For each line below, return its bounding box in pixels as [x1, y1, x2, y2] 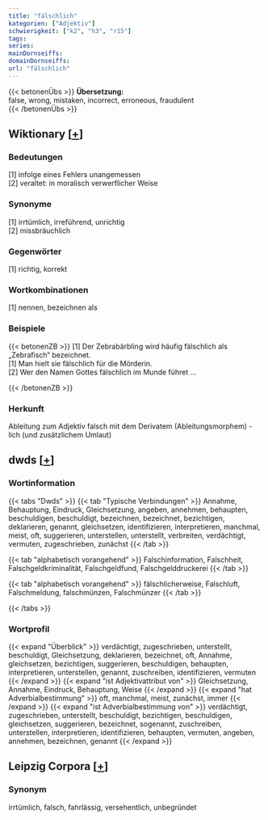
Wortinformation [8, 478, 75, 489]
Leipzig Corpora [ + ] [8, 759, 109, 773]
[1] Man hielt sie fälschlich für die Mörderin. [8, 358, 153, 368]
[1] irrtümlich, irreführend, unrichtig [8, 217, 125, 226]
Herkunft [8, 403, 44, 414]
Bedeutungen [8, 151, 63, 163]
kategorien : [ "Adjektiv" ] [8, 19, 95, 27]
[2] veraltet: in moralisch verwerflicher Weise [8, 179, 158, 188]
